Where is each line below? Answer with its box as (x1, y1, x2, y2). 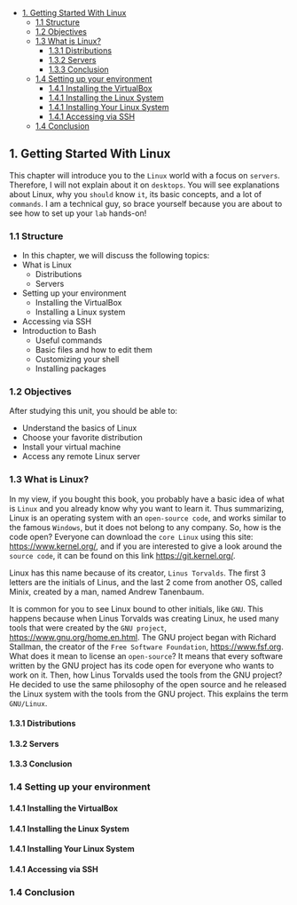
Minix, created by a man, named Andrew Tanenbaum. (9, 586, 205, 597)
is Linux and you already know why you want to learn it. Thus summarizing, (9, 503, 285, 513)
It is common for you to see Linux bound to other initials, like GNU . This (9, 603, 264, 614)
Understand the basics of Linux (21, 423, 137, 433)
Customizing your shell (35, 354, 120, 365)
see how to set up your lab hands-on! (9, 208, 147, 218)
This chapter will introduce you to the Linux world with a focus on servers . (9, 170, 281, 180)
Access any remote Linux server (21, 451, 140, 462)
